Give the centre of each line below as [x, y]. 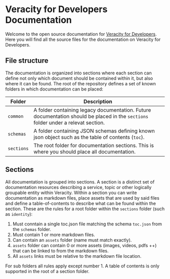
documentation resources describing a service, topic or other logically [78, 187]
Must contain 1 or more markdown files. [54, 235]
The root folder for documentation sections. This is [94, 145]
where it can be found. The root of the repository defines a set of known [80, 83]
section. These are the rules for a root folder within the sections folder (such [85, 209]
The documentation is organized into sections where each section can [78, 73]
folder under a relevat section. [69, 122]
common [16, 116]
